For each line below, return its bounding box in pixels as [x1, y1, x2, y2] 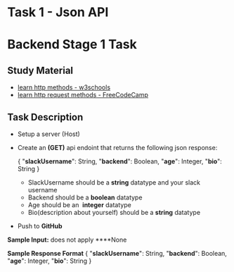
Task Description [7, 111, 84, 123]
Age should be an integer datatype [27, 201, 131, 209]
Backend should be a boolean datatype [27, 193, 143, 202]
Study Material [7, 64, 74, 76]
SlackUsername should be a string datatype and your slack [27, 178, 200, 187]
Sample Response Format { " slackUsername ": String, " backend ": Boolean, [7, 249, 227, 257]
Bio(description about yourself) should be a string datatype [27, 209, 201, 216]
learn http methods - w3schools [17, 83, 111, 92]
